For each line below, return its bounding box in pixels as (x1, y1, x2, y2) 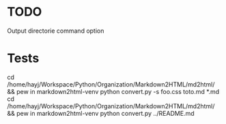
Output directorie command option (7, 27, 104, 35)
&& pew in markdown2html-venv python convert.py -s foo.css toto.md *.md (7, 87, 220, 95)
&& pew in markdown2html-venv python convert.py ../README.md (7, 109, 195, 117)
